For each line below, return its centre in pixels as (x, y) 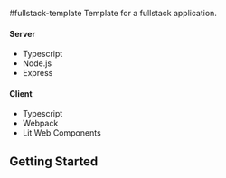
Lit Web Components (61, 133)
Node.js (37, 63)
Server (23, 33)
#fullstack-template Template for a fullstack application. (113, 13)
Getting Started (54, 161)
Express (38, 73)
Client (21, 93)
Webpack (40, 123)
